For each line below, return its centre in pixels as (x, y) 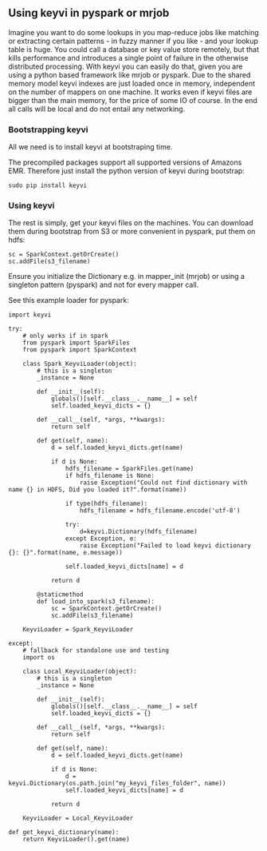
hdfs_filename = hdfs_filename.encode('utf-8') (160, 511)
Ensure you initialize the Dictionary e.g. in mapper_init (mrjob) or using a (127, 276)
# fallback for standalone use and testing (96, 650)
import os (39, 658)
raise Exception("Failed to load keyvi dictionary (165, 546)
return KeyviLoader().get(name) (76, 839)
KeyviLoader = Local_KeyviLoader (78, 818)
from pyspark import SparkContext (80, 350)
